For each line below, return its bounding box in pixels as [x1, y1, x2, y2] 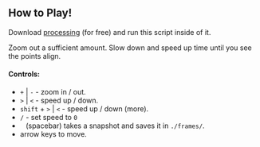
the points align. [8, 51, 61, 60]
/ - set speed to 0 [19, 113, 78, 122]
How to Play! [8, 6, 73, 20]
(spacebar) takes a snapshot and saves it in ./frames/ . [25, 121, 205, 130]
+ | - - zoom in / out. [19, 87, 86, 97]
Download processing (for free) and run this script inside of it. [8, 27, 211, 37]
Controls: [8, 69, 41, 79]
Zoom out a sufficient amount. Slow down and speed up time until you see [8, 43, 253, 52]
